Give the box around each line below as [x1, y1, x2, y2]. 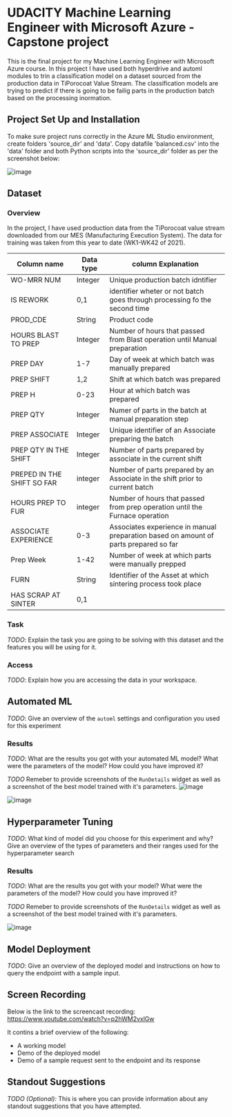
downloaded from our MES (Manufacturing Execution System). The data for [7, 231, 222, 240]
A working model [17, 1041, 66, 1049]
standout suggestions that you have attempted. [7, 1102, 142, 1110]
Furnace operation [109, 511, 169, 521]
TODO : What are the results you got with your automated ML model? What [7, 754, 219, 763]
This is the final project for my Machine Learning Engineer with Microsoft [7, 57, 215, 65]
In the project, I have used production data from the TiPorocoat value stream [7, 224, 225, 232]
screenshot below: [7, 154, 60, 162]
